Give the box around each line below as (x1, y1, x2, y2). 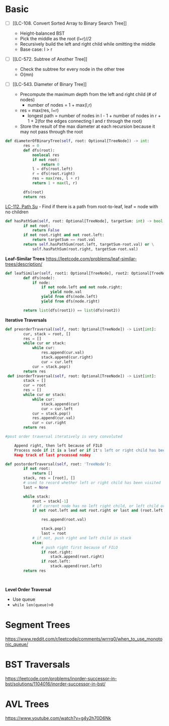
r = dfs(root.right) (32, 171, 75, 177)
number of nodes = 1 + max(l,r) (27, 102, 92, 108)
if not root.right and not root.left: (23, 232, 105, 237)
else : (32, 540, 44, 545)
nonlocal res (32, 152, 59, 157)
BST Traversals (5, 659, 70, 670)
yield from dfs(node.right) (41, 299, 100, 304)
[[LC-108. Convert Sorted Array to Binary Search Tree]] (12, 20, 127, 26)
